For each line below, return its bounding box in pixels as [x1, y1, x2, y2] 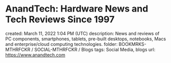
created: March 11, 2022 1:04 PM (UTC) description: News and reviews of [5, 30, 160, 36]
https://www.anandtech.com [5, 51, 65, 58]
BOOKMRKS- [118, 41, 146, 47]
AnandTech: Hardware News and [5, 3, 149, 15]
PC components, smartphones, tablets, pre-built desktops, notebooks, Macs [5, 36, 166, 42]
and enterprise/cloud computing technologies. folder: [5, 41, 118, 47]
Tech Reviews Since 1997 [5, 14, 115, 25]
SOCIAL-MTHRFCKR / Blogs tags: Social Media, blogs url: [34, 46, 156, 52]
